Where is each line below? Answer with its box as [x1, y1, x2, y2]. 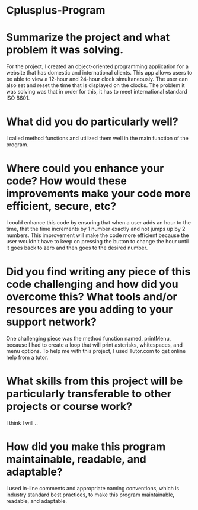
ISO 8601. [6, 94, 30, 101]
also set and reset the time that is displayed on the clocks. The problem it [6, 82, 185, 89]
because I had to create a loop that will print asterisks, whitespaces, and [6, 341, 183, 348]
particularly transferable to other [6, 387, 172, 400]
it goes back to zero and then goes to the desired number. [6, 244, 148, 251]
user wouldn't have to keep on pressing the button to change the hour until [6, 238, 189, 245]
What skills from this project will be [6, 374, 183, 388]
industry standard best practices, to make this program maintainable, [6, 491, 175, 498]
